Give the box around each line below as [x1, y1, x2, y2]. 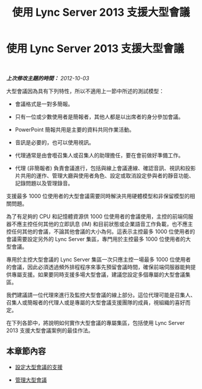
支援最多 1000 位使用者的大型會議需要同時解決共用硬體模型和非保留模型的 [6, 192, 191, 199]
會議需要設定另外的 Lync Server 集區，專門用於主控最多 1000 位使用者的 [6, 235, 186, 242]
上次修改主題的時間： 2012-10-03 [6, 74, 90, 82]
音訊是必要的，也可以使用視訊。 [14, 138, 94, 146]
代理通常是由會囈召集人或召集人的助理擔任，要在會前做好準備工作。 [14, 152, 184, 159]
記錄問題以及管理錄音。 [14, 179, 73, 187]
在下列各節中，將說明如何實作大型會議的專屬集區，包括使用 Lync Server [6, 319, 185, 326]
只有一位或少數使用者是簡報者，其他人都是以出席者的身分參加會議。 [14, 113, 184, 120]
